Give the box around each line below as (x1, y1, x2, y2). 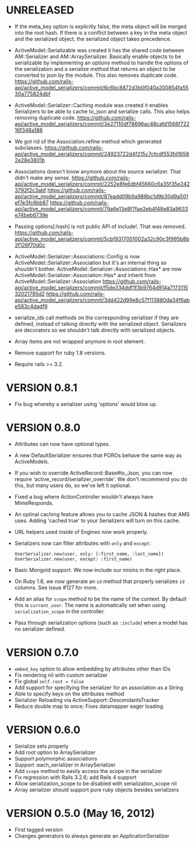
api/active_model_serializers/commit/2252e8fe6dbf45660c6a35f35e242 (14, 180, 190, 188)
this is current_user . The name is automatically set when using (14, 601, 166, 608)
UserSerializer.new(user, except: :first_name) (14, 556, 132, 562)
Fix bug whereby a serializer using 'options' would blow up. (14, 400, 157, 407)
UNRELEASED (6, 4, 75, 17)
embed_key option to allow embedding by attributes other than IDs (14, 665, 171, 672)
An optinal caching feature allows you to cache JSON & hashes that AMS (14, 510, 190, 517)
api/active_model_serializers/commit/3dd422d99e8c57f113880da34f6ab (14, 297, 190, 304)
